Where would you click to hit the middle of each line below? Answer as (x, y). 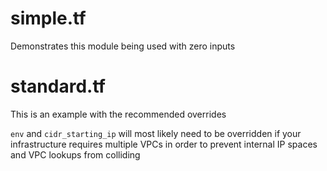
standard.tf (58, 86)
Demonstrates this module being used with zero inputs (123, 46)
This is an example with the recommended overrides (118, 114)
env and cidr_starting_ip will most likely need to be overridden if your (156, 133)
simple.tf (48, 18)
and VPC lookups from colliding (75, 154)
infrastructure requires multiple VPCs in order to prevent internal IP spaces (164, 144)
